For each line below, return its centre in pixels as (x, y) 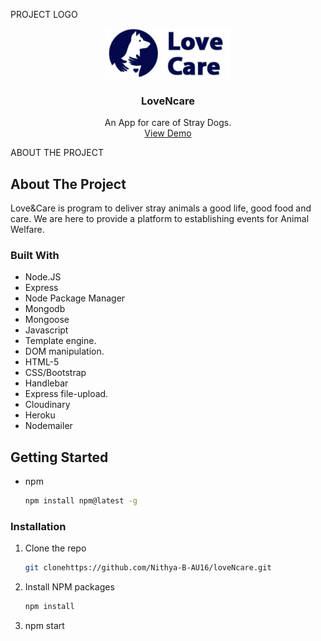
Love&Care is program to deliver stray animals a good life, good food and (161, 208)
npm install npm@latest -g (81, 501)
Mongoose (47, 320)
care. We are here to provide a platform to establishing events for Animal (160, 219)
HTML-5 (42, 362)
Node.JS (43, 277)
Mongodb (45, 309)
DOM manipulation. (64, 351)
